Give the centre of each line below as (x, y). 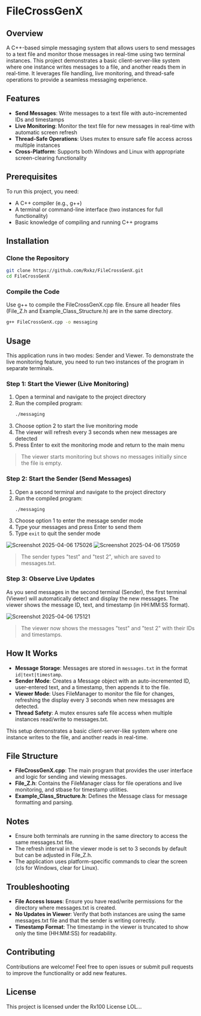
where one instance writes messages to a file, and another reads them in (96, 67)
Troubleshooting (38, 887)
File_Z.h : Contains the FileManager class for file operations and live (98, 783)
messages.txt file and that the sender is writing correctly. (85, 920)
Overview (25, 33)
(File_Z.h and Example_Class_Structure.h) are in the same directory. (89, 311)
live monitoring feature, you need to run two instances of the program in (95, 362)
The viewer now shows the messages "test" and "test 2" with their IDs (108, 628)
